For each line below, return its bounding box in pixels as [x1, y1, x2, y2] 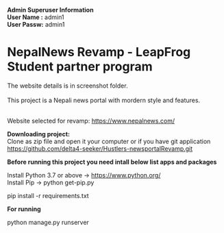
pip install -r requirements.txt [7, 191, 89, 199]
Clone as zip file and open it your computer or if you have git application [7, 137, 211, 145]
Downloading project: [7, 130, 71, 138]
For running [7, 205, 41, 213]
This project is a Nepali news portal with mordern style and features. [7, 96, 201, 104]
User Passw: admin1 [7, 21, 65, 28]
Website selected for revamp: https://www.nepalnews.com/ [7, 116, 175, 125]
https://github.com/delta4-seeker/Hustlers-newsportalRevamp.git [7, 144, 193, 153]
